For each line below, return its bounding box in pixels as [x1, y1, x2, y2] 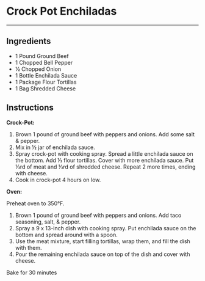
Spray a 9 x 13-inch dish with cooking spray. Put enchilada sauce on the [15, 224, 196, 232]
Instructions [6, 103, 54, 113]
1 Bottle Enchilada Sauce [15, 71, 77, 79]
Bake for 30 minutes [6, 269, 57, 276]
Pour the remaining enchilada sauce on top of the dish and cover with [15, 250, 190, 258]
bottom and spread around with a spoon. [15, 231, 118, 238]
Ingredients [6, 36, 51, 46]
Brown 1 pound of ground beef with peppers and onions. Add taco [15, 211, 182, 219]
